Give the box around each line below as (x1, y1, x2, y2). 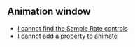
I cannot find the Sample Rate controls (17, 24, 128, 32)
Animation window (7, 6, 91, 18)
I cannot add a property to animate (17, 32, 118, 40)
